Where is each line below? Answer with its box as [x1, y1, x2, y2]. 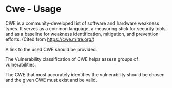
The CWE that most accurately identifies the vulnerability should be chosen [5, 71, 165, 77]
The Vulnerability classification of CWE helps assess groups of [5, 56, 139, 62]
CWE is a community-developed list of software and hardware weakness [5, 20, 159, 26]
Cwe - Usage [5, 3, 62, 15]
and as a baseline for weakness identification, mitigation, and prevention [5, 31, 159, 37]
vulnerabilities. [5, 61, 36, 68]
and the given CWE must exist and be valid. [5, 77, 98, 83]
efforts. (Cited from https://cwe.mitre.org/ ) [5, 36, 95, 42]
